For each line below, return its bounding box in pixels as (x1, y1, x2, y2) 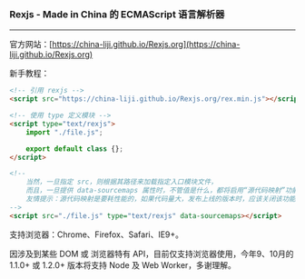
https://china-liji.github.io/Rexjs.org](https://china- (52, 39, 241, 50)
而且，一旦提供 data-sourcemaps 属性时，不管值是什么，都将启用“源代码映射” (25, 186, 286, 195)
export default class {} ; (25, 144, 124, 154)
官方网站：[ (9, 39, 53, 50)
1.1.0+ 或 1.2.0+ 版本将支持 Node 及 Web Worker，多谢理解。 (9, 259, 236, 270)
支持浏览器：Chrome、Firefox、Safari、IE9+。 (9, 229, 184, 240)
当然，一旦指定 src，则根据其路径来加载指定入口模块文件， (25, 177, 218, 187)
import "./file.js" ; (25, 127, 103, 137)
